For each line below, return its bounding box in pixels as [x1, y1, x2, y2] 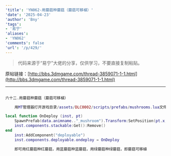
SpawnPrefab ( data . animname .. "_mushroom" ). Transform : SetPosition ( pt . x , [14, 118, 167, 123]
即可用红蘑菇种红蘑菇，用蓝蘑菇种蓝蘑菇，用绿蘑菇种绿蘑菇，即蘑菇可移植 [14, 146, 147, 151]
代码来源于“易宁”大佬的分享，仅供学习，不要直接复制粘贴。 [17, 59, 142, 66]
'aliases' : [5, 31, 28, 36]
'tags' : [5, 21, 22, 27]
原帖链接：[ [5, 71, 30, 77]
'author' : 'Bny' [5, 17, 40, 22]
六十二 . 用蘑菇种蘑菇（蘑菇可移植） [5, 95, 69, 101]
